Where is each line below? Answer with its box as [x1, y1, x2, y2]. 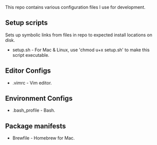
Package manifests [5, 122, 66, 130]
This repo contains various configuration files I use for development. [5, 4, 146, 10]
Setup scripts [5, 18, 48, 27]
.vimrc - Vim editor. [12, 80, 52, 86]
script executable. [12, 52, 50, 58]
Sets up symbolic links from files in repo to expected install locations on [5, 32, 153, 38]
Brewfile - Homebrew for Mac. [12, 135, 75, 141]
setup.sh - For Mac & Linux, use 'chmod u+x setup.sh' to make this [12, 47, 150, 53]
